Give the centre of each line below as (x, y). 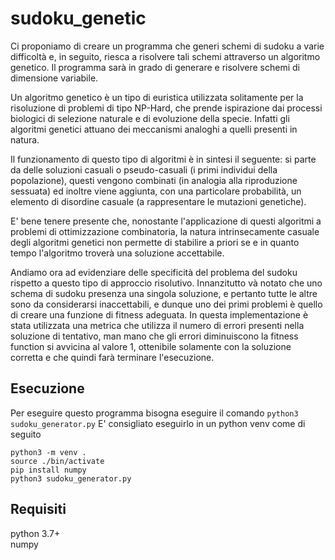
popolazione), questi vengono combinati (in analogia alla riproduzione (154, 180)
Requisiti (38, 509)
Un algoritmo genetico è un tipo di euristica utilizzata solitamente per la (157, 97)
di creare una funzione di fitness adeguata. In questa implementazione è (159, 314)
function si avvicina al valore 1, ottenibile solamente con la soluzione (151, 346)
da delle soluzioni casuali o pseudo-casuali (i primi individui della (144, 169)
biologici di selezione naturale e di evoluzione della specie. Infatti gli (150, 118)
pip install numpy (48, 470)
